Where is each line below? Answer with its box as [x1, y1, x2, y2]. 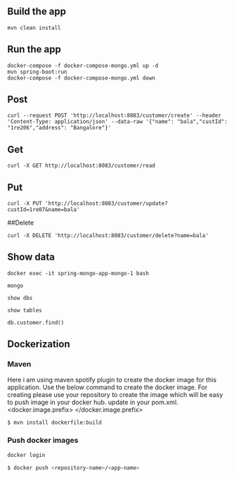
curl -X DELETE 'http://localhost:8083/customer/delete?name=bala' [7, 232, 209, 239]
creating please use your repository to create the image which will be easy [7, 390, 223, 398]
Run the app [7, 44, 61, 56]
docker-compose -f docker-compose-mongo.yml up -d [7, 62, 159, 69]
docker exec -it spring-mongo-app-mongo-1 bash [7, 270, 150, 277]
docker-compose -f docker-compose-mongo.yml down [7, 74, 156, 82]
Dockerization [7, 338, 70, 351]
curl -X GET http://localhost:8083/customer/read [7, 162, 156, 170]
